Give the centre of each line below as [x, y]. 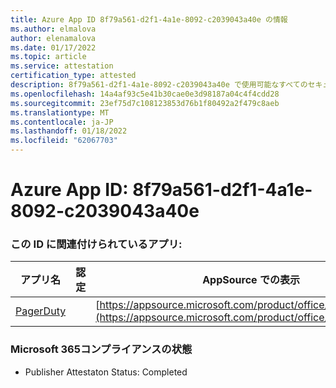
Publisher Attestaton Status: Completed [106, 372]
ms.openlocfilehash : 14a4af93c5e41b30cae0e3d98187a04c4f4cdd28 [145, 94]
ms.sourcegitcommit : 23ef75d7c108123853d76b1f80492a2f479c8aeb [145, 103]
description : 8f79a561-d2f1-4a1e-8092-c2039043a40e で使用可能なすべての [159, 85]
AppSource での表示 [251, 280]
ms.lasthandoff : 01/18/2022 [69, 131]
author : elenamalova [53, 38]
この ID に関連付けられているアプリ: [96, 244]
